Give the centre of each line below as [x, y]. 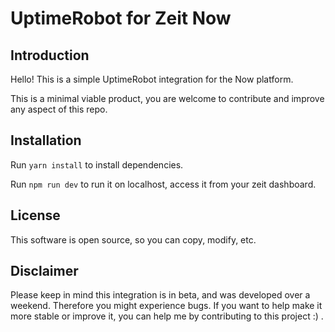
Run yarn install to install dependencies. [97, 164]
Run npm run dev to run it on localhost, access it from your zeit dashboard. [163, 184]
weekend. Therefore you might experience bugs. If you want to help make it [166, 306]
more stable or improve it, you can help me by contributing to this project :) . [167, 316]
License [35, 215]
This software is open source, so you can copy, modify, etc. [133, 239]
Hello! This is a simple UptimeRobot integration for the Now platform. [152, 79]
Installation [46, 140]
